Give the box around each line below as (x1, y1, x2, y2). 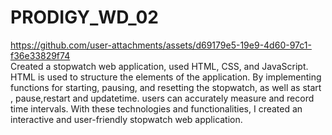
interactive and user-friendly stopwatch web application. (10, 113, 243, 125)
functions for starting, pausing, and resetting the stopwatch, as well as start (10, 81, 322, 93)
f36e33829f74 (10, 49, 71, 61)
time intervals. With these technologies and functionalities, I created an (10, 102, 303, 115)
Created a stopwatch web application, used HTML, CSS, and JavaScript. (10, 60, 309, 72)
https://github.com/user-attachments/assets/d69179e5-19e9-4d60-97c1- (10, 39, 312, 51)
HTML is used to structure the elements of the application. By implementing (10, 71, 322, 83)
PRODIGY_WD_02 (10, 6, 159, 29)
